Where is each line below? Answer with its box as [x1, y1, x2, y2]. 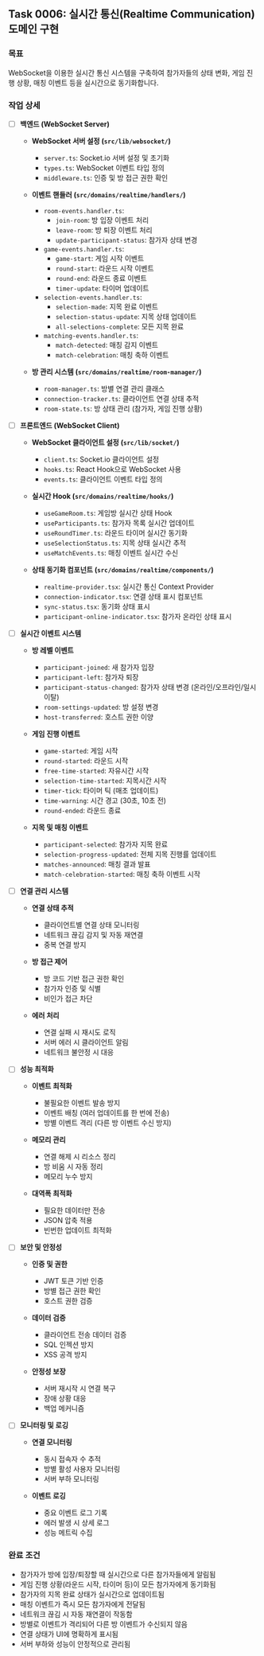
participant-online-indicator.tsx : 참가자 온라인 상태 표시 [43, 612, 232, 621]
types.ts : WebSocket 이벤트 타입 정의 [43, 163, 165, 173]
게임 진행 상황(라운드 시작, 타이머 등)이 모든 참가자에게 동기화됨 [19, 1579, 216, 1589]
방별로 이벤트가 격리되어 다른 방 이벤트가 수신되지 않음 [19, 1619, 188, 1629]
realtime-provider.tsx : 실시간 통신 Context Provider [43, 582, 214, 591]
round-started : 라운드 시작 [43, 756, 129, 766]
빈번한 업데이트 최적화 [43, 1225, 113, 1235]
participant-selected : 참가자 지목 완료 [43, 840, 169, 849]
